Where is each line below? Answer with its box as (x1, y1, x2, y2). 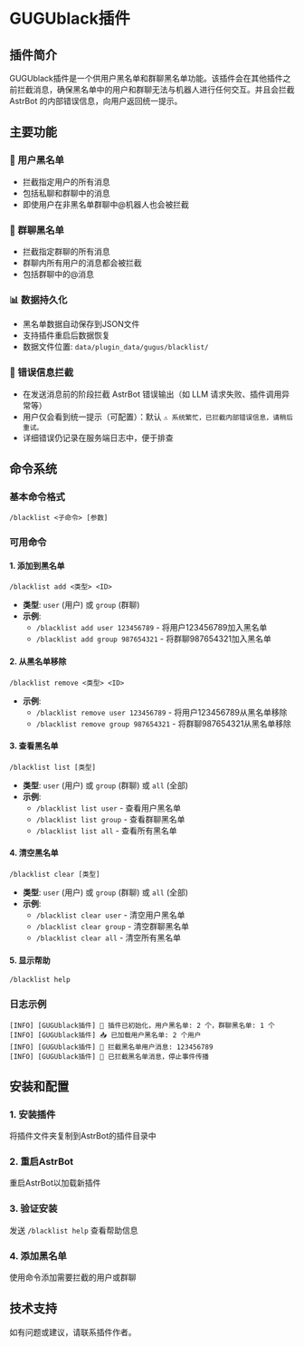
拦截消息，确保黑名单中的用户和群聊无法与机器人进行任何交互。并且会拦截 (16, 84, 295, 95)
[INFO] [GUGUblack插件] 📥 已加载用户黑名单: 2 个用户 (9, 1030, 202, 1040)
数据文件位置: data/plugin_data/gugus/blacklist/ (22, 341, 210, 352)
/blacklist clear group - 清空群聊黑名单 (35, 921, 190, 931)
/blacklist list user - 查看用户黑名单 (35, 803, 182, 813)
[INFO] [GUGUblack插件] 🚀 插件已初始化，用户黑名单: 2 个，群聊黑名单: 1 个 (9, 1021, 276, 1030)
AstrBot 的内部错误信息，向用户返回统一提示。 (9, 96, 183, 106)
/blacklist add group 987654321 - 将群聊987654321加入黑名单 (35, 633, 271, 644)
